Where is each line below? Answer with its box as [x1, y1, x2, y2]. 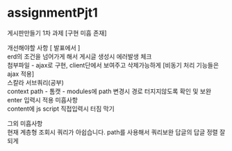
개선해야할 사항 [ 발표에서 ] [7, 43, 81, 51]
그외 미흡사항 [7, 119, 43, 127]
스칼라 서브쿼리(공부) [7, 78, 65, 86]
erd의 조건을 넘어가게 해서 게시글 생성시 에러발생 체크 [7, 52, 152, 61]
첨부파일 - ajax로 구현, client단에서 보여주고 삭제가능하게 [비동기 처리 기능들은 [7, 61, 219, 69]
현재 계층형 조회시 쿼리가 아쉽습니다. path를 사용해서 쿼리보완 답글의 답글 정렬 [7, 127, 218, 136]
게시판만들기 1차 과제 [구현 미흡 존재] [7, 29, 107, 37]
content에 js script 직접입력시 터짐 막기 [7, 104, 115, 113]
